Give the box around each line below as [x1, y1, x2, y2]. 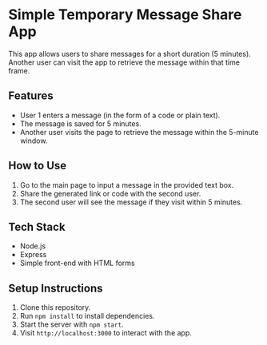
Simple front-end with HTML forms [19, 258, 135, 268]
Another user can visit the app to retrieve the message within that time [8, 57, 240, 67]
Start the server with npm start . [19, 319, 124, 329]
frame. [8, 65, 30, 75]
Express [19, 250, 47, 260]
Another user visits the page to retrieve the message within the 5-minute [19, 127, 259, 137]
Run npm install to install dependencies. [19, 311, 155, 321]
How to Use [8, 159, 67, 172]
